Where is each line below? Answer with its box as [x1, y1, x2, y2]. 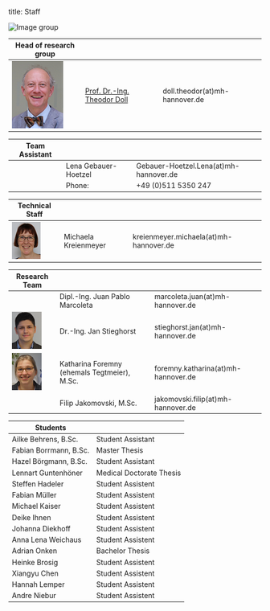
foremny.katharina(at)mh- [153, 363, 242, 373]
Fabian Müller [11, 490, 57, 499]
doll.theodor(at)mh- [162, 86, 230, 96]
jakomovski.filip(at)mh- [153, 394, 233, 404]
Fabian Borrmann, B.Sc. [11, 445, 90, 455]
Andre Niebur [11, 591, 56, 601]
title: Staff [8, 7, 41, 16]
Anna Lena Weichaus [11, 535, 82, 544]
